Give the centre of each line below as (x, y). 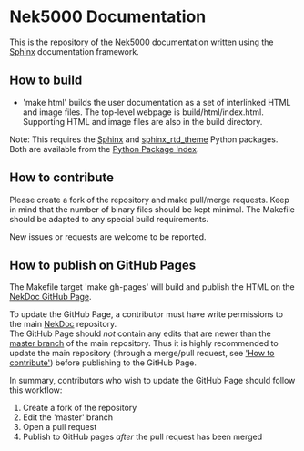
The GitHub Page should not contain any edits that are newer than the (140, 333)
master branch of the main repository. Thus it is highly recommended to (144, 343)
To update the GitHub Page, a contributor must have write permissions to (147, 314)
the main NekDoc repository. (63, 324)
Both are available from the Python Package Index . (104, 149)
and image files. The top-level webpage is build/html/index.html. (143, 112)
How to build (46, 81)
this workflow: (36, 390)
